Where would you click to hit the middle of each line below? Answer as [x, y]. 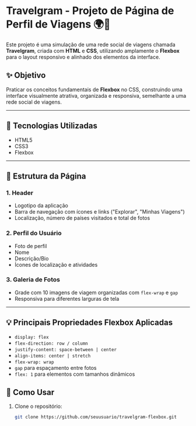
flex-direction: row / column [51, 343]
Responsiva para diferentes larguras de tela [67, 298]
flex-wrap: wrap [34, 362]
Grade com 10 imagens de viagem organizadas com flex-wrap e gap [96, 292]
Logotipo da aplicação [41, 205]
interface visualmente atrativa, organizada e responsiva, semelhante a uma [96, 95]
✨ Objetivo [26, 75]
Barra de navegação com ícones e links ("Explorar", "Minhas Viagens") [99, 212]
